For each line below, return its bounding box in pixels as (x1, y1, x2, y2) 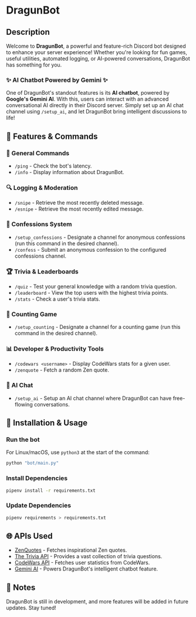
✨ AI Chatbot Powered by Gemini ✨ (6, 76, 109, 84)
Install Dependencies (6, 474, 68, 482)
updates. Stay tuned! (6, 604, 57, 612)
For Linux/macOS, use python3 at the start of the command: (6, 449, 150, 456)
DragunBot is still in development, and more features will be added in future (6, 598, 189, 605)
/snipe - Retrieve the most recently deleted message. (14, 199, 144, 206)
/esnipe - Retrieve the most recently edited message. (14, 205, 144, 212)
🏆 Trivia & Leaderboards (6, 267, 79, 275)
